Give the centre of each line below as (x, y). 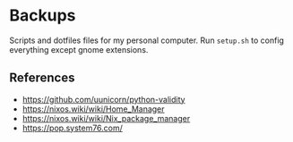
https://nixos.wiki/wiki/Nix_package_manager (106, 118)
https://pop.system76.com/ (73, 128)
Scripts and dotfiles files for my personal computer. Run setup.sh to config (147, 40)
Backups (43, 16)
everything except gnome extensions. (79, 49)
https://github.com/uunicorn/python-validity (103, 99)
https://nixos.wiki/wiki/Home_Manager (93, 109)
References (42, 78)
